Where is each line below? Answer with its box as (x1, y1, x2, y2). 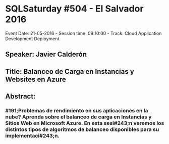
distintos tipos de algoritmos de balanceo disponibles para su (5, 126, 159, 133)
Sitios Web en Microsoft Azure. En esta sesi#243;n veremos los (5, 120, 164, 127)
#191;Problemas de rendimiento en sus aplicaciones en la (5, 107, 148, 114)
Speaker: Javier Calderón (5, 50, 87, 59)
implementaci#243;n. (5, 132, 60, 139)
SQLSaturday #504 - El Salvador (5, 3, 144, 15)
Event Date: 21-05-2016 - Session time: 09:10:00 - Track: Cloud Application (5, 30, 162, 36)
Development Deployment (5, 36, 60, 42)
